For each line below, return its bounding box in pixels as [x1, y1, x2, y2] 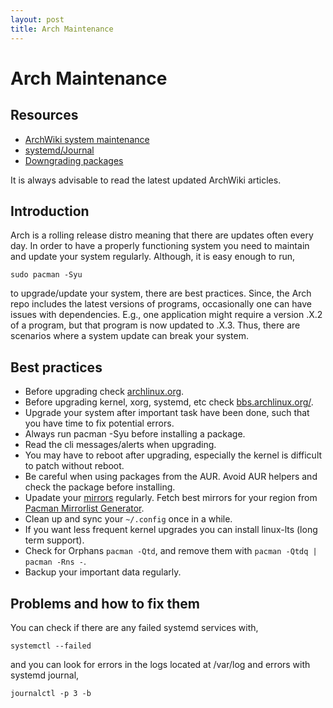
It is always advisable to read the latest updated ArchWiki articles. [10, 174, 282, 186]
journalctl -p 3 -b [10, 688, 92, 698]
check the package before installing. [24, 481, 176, 493]
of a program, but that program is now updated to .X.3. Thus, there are [10, 319, 301, 331]
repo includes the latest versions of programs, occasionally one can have [10, 298, 312, 310]
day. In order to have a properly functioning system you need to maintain [10, 240, 310, 252]
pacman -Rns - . [24, 556, 87, 568]
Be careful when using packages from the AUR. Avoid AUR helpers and [24, 471, 318, 483]
